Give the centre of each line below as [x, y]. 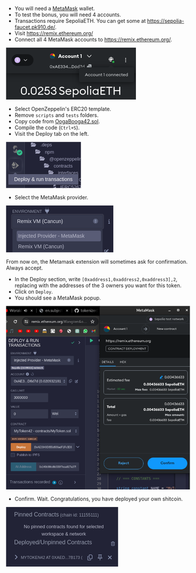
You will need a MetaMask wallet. [55, 8]
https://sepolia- [165, 21]
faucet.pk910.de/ [35, 27]
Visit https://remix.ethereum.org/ [54, 33]
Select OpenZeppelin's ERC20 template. [63, 109]
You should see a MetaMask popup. [57, 298]
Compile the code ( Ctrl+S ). [47, 127]
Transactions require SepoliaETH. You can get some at [80, 21]
